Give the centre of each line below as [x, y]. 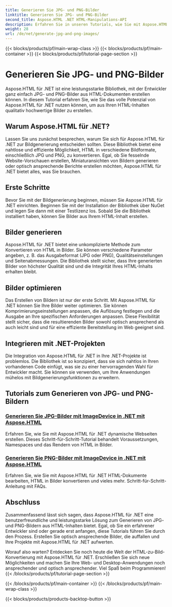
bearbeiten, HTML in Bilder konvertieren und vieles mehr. [66, 481]
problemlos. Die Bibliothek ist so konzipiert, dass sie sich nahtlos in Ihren [82, 361]
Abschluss [23, 502]
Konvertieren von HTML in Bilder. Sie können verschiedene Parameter [79, 250]
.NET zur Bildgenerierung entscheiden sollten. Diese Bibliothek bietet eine [83, 144]
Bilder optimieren [34, 288]
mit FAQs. [37, 486]
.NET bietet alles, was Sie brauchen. [44, 171]
